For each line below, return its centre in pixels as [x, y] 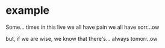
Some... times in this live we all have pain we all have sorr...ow [82, 27]
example [28, 10]
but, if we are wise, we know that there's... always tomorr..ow [82, 38]
